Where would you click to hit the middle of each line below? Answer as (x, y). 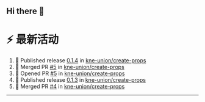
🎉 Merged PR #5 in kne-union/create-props (70, 67)
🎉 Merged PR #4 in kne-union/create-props (70, 87)
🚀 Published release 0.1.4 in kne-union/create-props (81, 60)
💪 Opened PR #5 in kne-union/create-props (70, 73)
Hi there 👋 (25, 11)
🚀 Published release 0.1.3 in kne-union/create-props (81, 80)
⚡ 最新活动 (33, 39)
